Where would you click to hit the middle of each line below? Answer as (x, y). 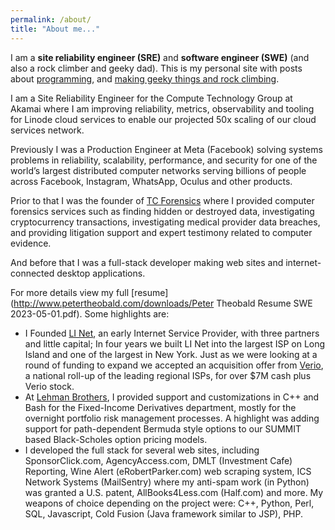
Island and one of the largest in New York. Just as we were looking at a (171, 354)
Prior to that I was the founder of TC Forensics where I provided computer (162, 200)
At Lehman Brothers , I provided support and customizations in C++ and (172, 397)
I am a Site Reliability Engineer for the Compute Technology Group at (151, 98)
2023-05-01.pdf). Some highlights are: (90, 313)
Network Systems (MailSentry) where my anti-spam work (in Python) (167, 482)
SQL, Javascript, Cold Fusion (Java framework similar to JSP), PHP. (164, 513)
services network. (47, 130)
